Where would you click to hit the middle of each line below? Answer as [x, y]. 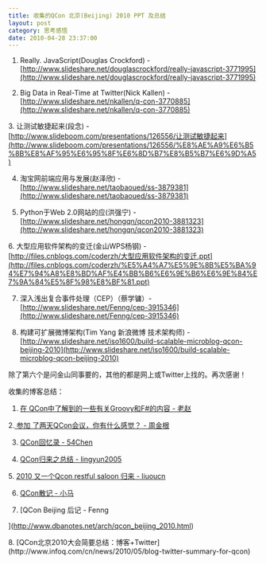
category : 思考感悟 [38, 30]
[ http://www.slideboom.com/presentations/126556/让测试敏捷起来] [118, 136]
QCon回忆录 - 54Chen [56, 442]
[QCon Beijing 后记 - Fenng [64, 510]
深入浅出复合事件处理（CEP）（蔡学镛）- [86, 299]
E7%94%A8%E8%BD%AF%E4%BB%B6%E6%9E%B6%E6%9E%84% [137, 274]
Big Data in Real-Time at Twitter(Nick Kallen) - [95, 93]
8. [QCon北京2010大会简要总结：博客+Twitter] [84, 542]
